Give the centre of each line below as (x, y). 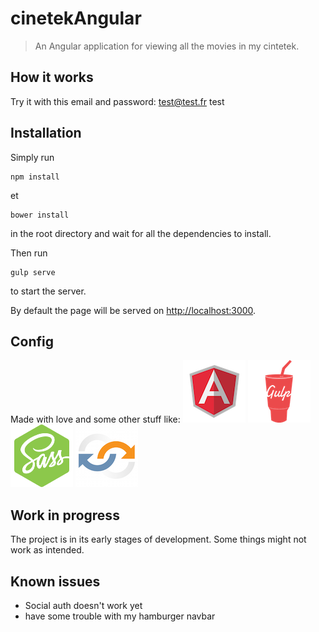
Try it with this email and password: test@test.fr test (117, 101)
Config (32, 341)
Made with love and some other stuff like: (95, 419)
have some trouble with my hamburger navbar (120, 616)
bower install (40, 215)
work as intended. (47, 550)
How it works (52, 77)
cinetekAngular (76, 18)
